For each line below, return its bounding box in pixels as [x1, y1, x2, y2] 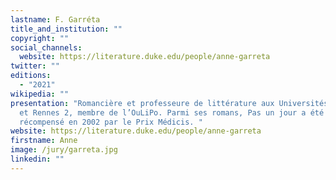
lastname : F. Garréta [10, 14, 101, 25]
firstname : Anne [10, 136, 78, 146]
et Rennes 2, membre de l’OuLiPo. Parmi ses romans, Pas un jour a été [19, 107, 325, 118]
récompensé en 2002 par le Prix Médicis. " [19, 117, 203, 127]
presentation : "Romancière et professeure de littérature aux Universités [10, 98, 329, 108]
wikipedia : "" [10, 89, 70, 99]
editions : [10, 71, 52, 81]
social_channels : [10, 42, 83, 53]
